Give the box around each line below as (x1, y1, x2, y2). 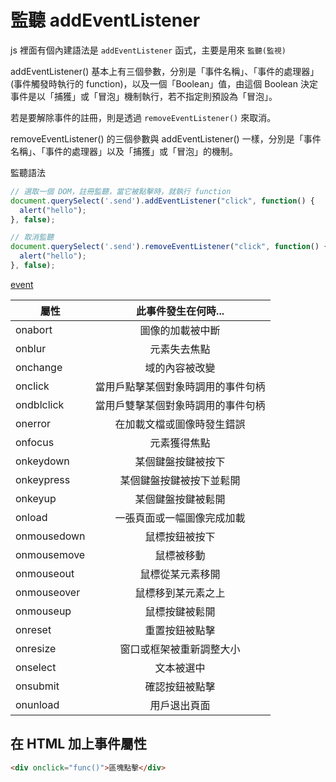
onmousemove (15, 547, 86, 561)
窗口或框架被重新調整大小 (119, 642, 241, 656)
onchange (15, 360, 63, 374)
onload (15, 510, 48, 524)
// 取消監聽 (10, 232, 55, 243)
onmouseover (15, 585, 81, 599)
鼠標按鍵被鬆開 (144, 604, 216, 618)
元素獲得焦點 (149, 436, 211, 450)
